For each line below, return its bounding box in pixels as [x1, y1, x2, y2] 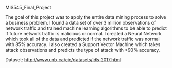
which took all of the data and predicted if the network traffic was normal [5, 36, 160, 42]
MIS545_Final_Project [5, 5, 51, 10]
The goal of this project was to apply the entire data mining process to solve [5, 14, 166, 20]
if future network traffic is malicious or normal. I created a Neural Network [5, 31, 162, 36]
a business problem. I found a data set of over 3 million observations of [5, 20, 156, 26]
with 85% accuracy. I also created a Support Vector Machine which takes [5, 41, 161, 48]
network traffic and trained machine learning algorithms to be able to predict [5, 25, 167, 31]
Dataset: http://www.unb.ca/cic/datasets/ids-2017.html [5, 57, 121, 63]
